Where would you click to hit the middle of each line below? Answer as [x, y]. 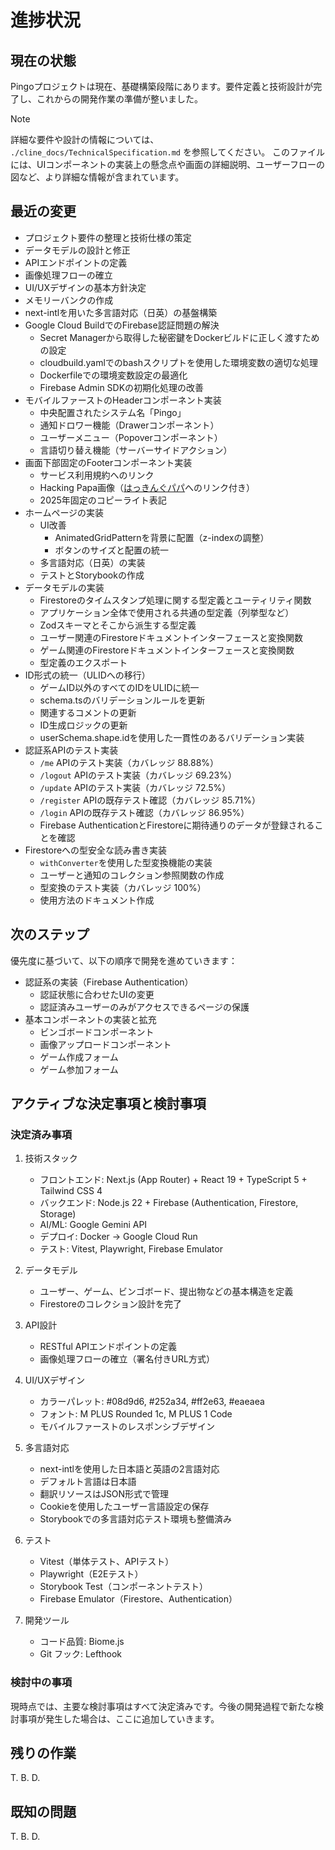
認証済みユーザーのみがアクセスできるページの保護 [144, 1007]
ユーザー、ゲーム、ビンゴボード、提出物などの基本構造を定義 [166, 1292]
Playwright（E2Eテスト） [91, 1574]
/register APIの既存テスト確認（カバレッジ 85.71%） [150, 800]
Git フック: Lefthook [81, 1654]
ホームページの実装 [64, 512]
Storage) [58, 1214]
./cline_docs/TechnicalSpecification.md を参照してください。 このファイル [168, 152]
